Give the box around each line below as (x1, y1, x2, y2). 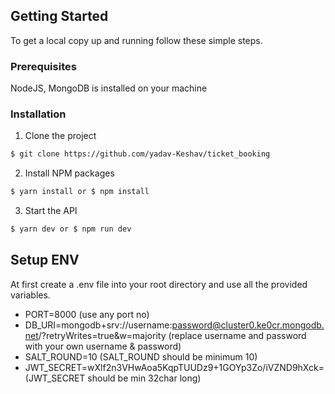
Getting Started (10, 8, 109, 25)
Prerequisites (10, 59, 77, 73)
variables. (10, 289, 51, 301)
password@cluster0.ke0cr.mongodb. (171, 319, 325, 331)
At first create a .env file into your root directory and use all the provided (10, 278, 308, 290)
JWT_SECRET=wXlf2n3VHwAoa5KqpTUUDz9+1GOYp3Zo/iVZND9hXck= (24, 361, 325, 373)
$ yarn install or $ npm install (10, 187, 150, 197)
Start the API (24, 205, 78, 217)
